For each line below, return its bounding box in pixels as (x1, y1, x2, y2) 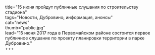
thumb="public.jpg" (5, 25, 46, 31)
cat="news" (5, 19, 30, 25)
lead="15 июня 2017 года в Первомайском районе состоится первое (5, 30, 151, 36)
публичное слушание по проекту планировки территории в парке (5, 35, 145, 41)
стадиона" (5, 9, 27, 15)
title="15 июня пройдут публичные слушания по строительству (5, 4, 139, 10)
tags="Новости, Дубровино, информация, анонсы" (5, 15, 113, 20)
